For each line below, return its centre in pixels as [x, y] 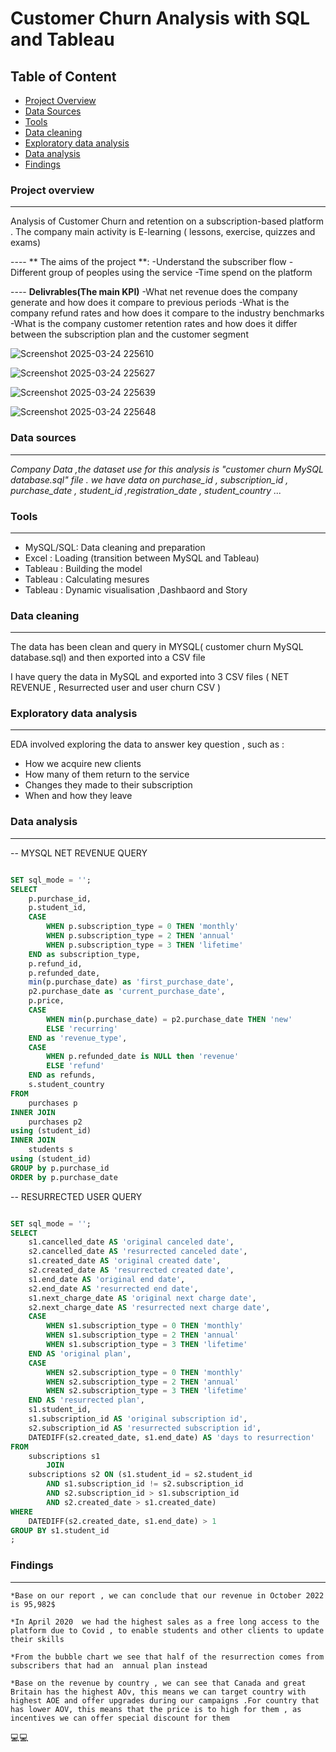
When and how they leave [78, 796]
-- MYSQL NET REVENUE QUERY [79, 853]
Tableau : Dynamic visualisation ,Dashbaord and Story [136, 589]
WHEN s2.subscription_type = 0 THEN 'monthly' [145, 1372]
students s [51, 1150]
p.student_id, [57, 908]
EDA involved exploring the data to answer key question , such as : [147, 744]
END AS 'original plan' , [80, 1353]
